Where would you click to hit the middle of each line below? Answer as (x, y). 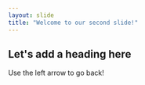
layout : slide (31, 15)
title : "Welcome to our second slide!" (73, 23)
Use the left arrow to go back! (56, 73)
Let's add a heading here (70, 54)
